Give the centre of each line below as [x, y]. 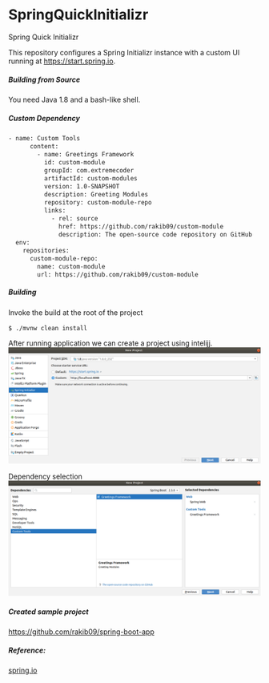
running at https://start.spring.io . [62, 61]
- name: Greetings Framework [86, 154]
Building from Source [44, 79]
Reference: [27, 650]
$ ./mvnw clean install [48, 328]
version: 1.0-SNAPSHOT [82, 186]
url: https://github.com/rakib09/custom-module [118, 274]
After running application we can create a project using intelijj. [110, 343]
